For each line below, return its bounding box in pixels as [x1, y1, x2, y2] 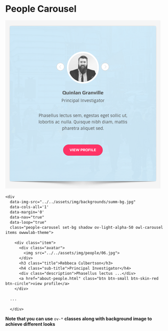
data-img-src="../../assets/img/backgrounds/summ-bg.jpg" [10, 199, 136, 204]
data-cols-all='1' [10, 204, 50, 209]
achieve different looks [5, 321, 55, 327]
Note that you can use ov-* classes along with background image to [5, 315, 152, 322]
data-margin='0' [10, 209, 44, 215]
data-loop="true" [10, 220, 47, 225]
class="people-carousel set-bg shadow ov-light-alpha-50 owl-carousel [10, 225, 163, 230]
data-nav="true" [10, 215, 44, 220]
